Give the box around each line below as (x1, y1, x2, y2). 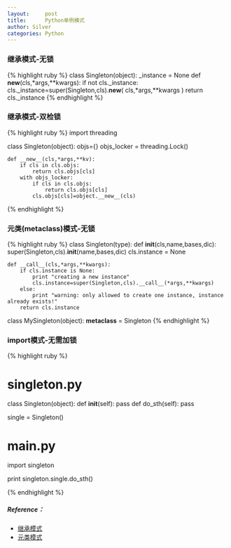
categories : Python (7, 30, 64, 37)
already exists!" (7, 298, 58, 306)
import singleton (7, 461, 55, 469)
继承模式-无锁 (7, 54, 54, 64)
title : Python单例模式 (7, 17, 85, 24)
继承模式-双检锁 (7, 112, 62, 122)
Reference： (7, 505, 44, 514)
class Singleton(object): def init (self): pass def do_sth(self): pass (7, 400, 195, 408)
